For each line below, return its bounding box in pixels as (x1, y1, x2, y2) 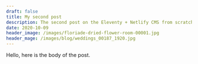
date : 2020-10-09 (6, 24, 49, 31)
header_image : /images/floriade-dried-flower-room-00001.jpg (6, 30, 160, 36)
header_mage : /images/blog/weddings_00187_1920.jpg (6, 35, 136, 41)
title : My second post (6, 14, 62, 20)
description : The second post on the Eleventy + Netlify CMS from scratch (6, 19, 194, 25)
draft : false (6, 8, 38, 15)
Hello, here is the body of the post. (6, 52, 90, 58)
